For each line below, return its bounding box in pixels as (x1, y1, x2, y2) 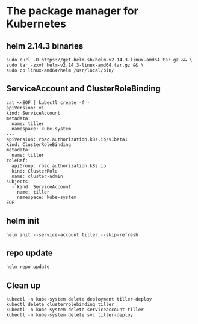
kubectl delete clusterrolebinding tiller (6, 302, 114, 308)
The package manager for (6, 4, 138, 18)
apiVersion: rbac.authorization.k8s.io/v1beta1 (6, 136, 128, 142)
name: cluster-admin (11, 173, 63, 179)
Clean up (6, 280, 41, 290)
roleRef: (6, 157, 28, 164)
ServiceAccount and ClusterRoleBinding (6, 84, 161, 94)
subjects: (6, 179, 31, 185)
